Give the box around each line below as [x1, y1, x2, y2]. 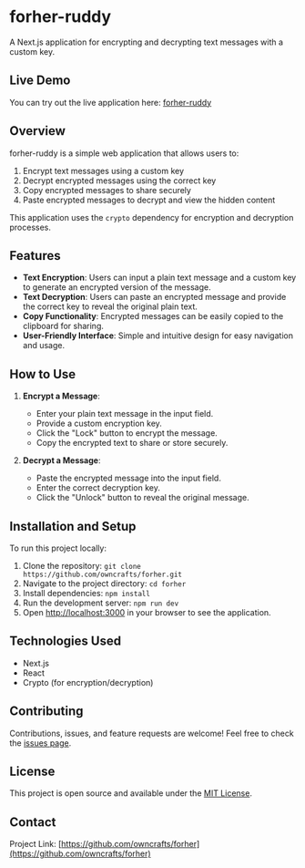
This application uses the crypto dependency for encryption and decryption [9, 212, 294, 222]
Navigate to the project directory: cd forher [22, 578, 187, 589]
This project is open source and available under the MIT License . [9, 788, 253, 799]
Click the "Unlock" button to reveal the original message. [36, 492, 250, 503]
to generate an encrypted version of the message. [22, 282, 211, 293]
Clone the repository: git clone [22, 561, 141, 571]
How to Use [9, 367, 76, 382]
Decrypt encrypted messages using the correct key [22, 175, 217, 186]
